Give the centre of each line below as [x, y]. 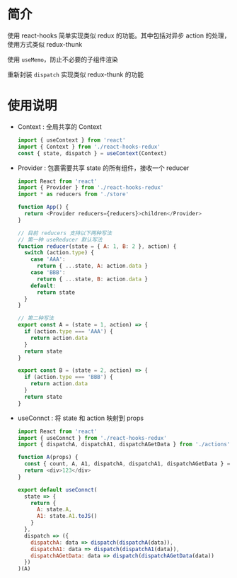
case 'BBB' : [48, 273]
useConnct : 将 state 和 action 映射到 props [80, 418]
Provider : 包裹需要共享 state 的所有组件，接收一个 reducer [103, 168]
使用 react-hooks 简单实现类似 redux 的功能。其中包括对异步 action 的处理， [119, 35]
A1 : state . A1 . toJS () [67, 516]
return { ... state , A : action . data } [92, 266]
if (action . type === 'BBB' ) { [69, 377]
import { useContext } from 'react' [71, 140]
